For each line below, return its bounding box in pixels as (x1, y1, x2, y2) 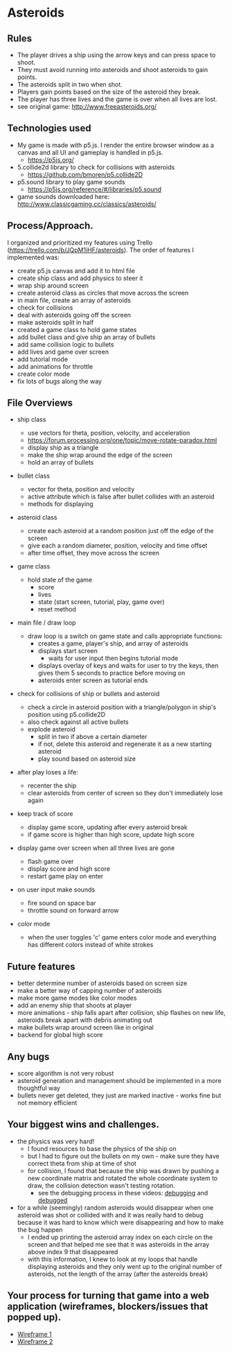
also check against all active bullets (27, 718, 130, 726)
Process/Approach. (7, 220, 93, 232)
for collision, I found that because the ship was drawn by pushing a (27, 1166, 220, 1175)
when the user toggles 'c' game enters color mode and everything (27, 933, 217, 942)
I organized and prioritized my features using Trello (7, 238, 153, 247)
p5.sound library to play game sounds (17, 177, 126, 186)
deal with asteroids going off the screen (17, 311, 132, 319)
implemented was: (7, 253, 60, 261)
